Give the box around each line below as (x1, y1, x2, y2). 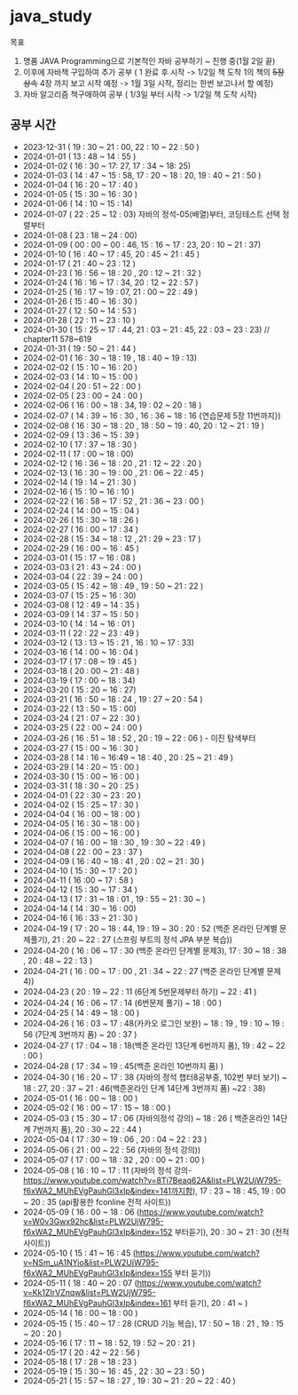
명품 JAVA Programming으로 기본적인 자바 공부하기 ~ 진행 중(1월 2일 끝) (22, 55, 276, 66)
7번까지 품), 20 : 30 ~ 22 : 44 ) (32, 1123, 143, 1134)
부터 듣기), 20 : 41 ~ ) (173, 1297, 248, 1308)
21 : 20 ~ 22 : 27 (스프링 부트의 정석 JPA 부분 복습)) (51, 934, 233, 945)
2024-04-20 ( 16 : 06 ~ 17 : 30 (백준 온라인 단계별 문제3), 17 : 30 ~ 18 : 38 (22, 945, 287, 955)
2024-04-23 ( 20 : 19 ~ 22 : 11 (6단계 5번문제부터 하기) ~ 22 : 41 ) (22, 986, 257, 996)
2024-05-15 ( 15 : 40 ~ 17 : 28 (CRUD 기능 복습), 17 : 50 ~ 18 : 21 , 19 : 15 (22, 1318, 284, 1328)
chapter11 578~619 (22, 333, 92, 344)
